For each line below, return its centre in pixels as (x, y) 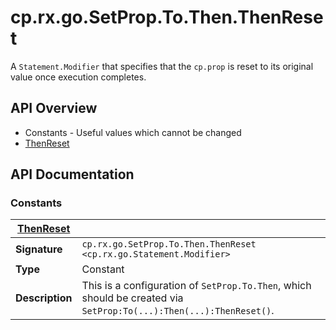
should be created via (132, 298)
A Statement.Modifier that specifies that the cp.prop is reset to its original (162, 66)
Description (44, 298)
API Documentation (72, 174)
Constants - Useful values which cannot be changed (133, 132)
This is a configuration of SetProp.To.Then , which (196, 286)
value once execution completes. (78, 77)
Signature (39, 249)
